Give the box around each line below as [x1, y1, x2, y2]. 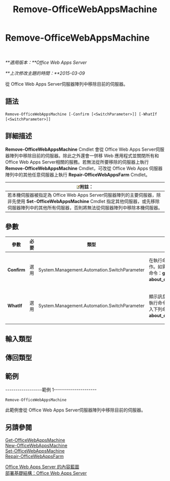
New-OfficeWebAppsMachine [5, 442, 67, 449]
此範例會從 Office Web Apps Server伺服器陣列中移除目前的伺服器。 [5, 407, 146, 413]
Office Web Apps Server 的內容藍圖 [5, 463, 79, 470]
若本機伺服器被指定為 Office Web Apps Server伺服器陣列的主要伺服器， [7, 192, 157, 198]
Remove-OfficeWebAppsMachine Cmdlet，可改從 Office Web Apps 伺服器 [5, 165, 163, 171]
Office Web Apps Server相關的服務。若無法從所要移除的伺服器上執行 [5, 159, 149, 165]
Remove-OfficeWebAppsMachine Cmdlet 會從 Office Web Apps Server [5, 146, 156, 152]
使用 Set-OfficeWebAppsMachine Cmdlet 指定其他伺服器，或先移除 [16, 198, 160, 204]
